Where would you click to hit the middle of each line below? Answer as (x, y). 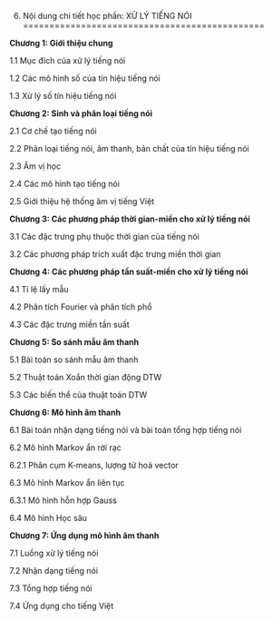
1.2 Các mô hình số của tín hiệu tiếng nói (85, 78)
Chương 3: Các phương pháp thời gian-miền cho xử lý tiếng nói (130, 219)
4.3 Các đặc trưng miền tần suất (69, 325)
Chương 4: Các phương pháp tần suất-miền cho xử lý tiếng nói (129, 271)
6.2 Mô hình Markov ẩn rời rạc (66, 448)
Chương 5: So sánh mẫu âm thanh (74, 342)
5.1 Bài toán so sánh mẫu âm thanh (74, 359)
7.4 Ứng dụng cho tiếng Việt (62, 606)
